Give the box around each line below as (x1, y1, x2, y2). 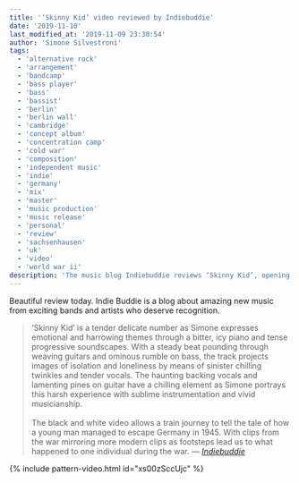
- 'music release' (17, 212, 87, 222)
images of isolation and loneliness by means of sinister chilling (30, 360, 262, 371)
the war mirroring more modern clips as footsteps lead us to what (30, 436, 273, 447)
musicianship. (30, 398, 83, 409)
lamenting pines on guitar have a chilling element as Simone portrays (30, 379, 286, 390)
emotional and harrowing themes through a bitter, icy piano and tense (30, 332, 288, 343)
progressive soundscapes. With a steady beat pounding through (30, 341, 269, 352)
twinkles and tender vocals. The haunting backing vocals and (30, 369, 258, 380)
